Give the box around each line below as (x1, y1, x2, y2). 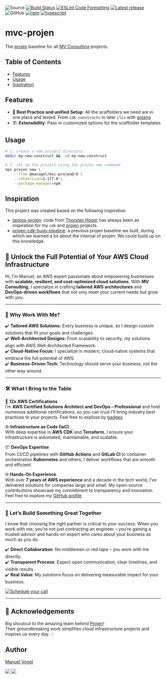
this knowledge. (12, 238, 45, 244)
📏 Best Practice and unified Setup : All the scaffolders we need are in (12, 109, 154, 115)
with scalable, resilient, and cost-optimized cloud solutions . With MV (5, 279, 149, 285)
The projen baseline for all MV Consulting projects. (5, 43, 109, 49)
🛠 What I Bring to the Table (5, 385, 72, 392)
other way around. (5, 368, 42, 374)
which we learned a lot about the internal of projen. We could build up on (12, 233, 161, 239)
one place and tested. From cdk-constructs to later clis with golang (12, 114, 151, 120)
